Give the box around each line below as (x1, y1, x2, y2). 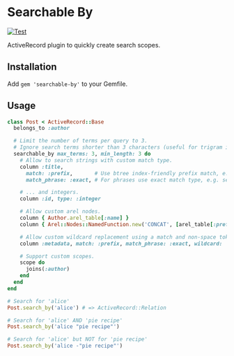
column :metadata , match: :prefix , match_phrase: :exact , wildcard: (19, 240, 223, 247)
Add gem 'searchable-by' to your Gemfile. (7, 80, 127, 88)
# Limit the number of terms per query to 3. (13, 138, 148, 144)
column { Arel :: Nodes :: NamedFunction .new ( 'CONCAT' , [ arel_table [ (19, 221, 214, 228)
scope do (19, 259, 45, 266)
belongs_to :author (13, 125, 70, 132)
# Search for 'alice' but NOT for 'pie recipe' (7, 336, 148, 343)
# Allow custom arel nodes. (19, 208, 101, 215)
